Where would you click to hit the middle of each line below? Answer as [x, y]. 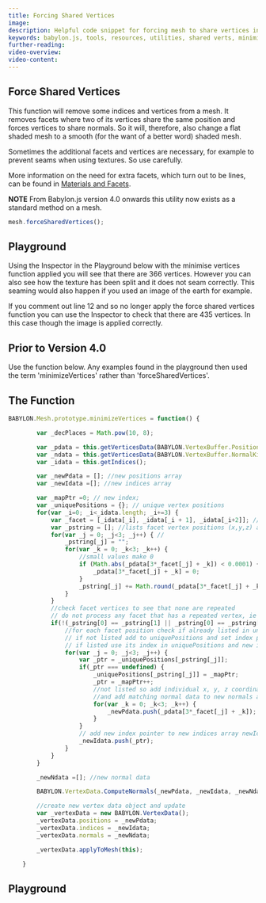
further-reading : [37, 45]
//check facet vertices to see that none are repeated [143, 608]
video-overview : [35, 52]
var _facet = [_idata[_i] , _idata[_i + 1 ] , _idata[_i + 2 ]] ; [150, 520]
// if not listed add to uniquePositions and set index [159, 638]
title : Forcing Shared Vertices [61, 15]
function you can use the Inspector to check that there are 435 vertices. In [129, 314]
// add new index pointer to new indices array [159, 733]
